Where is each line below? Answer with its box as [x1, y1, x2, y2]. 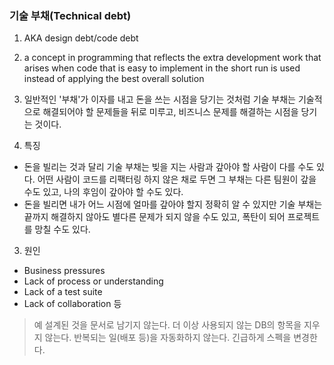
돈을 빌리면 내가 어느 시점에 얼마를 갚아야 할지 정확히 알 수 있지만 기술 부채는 [23, 198, 323, 211]
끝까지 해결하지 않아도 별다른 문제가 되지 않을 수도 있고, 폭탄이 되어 [23, 211, 286, 223]
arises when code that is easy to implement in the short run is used [23, 62, 301, 74]
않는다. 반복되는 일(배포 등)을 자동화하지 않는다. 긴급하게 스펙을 [44, 332, 292, 344]
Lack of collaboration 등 [23, 298, 122, 310]
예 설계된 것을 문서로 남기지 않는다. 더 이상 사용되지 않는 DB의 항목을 [33, 319, 302, 331]
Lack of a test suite [23, 286, 103, 298]
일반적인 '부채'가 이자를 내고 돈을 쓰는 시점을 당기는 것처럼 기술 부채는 [23, 93, 296, 106]
